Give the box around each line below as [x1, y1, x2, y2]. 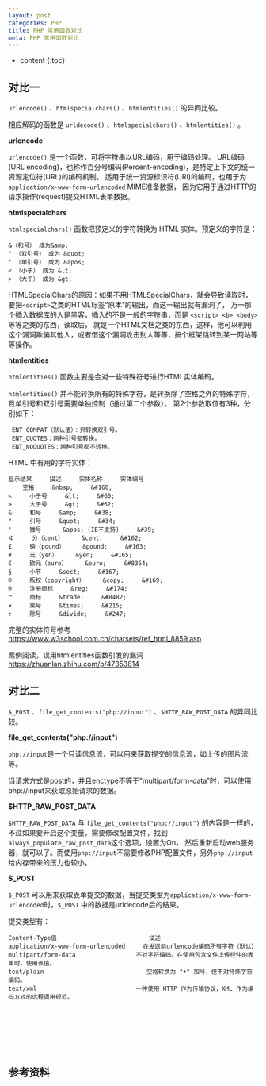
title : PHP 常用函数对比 [8, 26, 83, 34]
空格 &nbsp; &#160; [22, 483, 112, 492]
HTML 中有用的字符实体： [8, 458, 93, 468]
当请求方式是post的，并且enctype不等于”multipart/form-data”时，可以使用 [8, 776, 252, 785]
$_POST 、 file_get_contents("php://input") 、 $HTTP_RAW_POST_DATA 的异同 [8, 707, 251, 716]
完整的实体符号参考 [8, 625, 71, 635]
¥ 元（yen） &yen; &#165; [8, 551, 133, 560]
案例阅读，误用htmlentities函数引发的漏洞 [8, 650, 144, 660]
